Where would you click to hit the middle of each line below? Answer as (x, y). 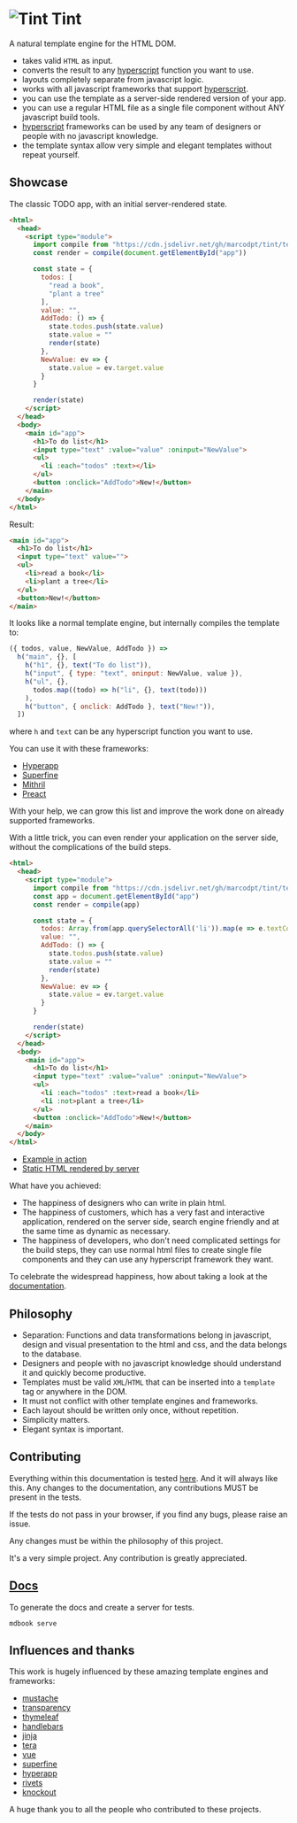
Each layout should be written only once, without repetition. (130, 1410)
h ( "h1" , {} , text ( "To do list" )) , (88, 665)
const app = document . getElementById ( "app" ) (116, 896)
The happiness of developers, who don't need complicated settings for (151, 1240)
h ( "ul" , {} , (47, 682)
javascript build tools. (61, 117)
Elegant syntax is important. (72, 1429)
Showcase (39, 183)
